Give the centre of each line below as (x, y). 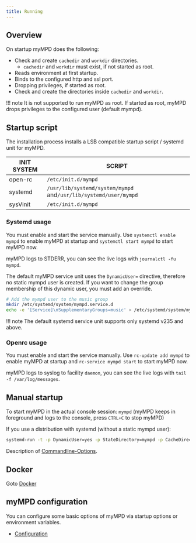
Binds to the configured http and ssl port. (64, 79)
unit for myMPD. (25, 148)
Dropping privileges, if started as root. (60, 85)
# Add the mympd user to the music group (57, 299)
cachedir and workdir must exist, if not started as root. (88, 67)
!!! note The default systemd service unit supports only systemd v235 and (95, 321)
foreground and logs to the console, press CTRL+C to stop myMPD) (85, 418)
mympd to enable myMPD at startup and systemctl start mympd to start (90, 241)
